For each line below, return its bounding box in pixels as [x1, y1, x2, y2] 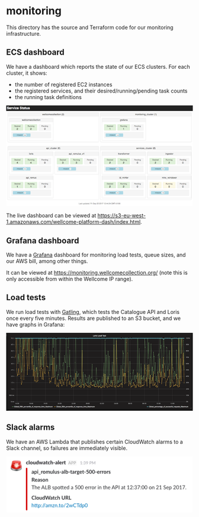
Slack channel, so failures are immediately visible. [6, 444, 128, 452]
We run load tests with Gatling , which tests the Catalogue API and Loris [6, 308, 180, 315]
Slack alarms [6, 423, 55, 433]
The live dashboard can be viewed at [6, 212, 97, 219]
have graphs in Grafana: [6, 321, 65, 328]
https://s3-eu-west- [97, 212, 146, 219]
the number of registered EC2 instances [14, 81, 113, 88]
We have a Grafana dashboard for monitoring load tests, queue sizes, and [6, 251, 186, 259]
